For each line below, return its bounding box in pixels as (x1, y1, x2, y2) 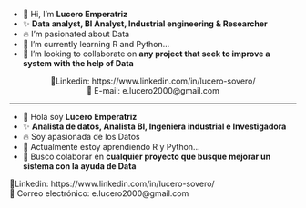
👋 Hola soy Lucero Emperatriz (22, 112, 138, 122)
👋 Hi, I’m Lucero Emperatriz (22, 9, 128, 19)
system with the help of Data (22, 58, 134, 68)
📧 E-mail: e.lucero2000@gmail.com (86, 85, 220, 95)
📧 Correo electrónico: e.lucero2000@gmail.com (9, 188, 189, 199)
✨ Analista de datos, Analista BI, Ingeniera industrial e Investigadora (22, 121, 287, 132)
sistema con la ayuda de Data (22, 161, 137, 172)
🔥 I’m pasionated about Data (22, 28, 130, 39)
